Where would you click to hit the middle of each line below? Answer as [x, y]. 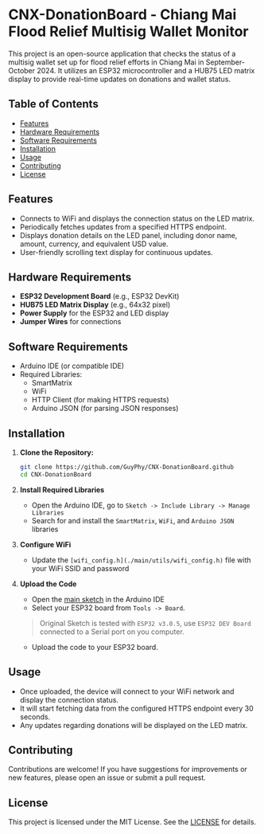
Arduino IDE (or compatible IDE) [72, 366]
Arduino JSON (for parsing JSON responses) [105, 409]
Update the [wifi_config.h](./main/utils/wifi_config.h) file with [142, 560]
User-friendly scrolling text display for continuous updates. [116, 252]
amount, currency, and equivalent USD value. [94, 244]
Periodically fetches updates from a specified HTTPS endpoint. [123, 227]
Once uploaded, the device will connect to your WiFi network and [127, 691]
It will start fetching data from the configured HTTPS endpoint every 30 [136, 708]
